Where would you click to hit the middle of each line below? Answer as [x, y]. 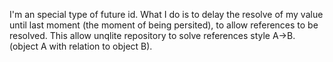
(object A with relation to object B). [81, 46]
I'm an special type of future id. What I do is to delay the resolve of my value [166, 14]
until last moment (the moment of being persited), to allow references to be [164, 25]
